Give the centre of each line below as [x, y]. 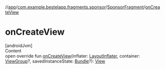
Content [13, 50]
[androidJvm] [19, 46]
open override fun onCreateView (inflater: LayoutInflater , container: [73, 56]
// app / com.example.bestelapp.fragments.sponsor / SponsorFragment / [75, 7]
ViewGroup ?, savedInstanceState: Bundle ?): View [55, 61]
